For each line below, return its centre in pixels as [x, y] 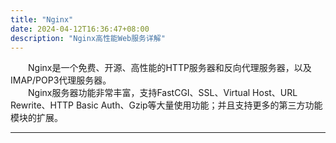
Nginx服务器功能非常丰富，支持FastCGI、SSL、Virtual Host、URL [163, 93]
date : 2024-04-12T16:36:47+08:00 [80, 29]
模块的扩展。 [36, 118]
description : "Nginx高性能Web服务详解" [88, 38]
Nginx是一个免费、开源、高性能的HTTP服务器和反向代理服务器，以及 [170, 68]
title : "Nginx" [42, 19]
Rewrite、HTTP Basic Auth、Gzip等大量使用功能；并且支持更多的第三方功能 [166, 105]
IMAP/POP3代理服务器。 [61, 80]
